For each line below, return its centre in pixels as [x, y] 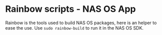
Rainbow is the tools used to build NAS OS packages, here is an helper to [81, 23]
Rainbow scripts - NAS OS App [70, 9]
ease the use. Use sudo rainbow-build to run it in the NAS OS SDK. [74, 28]
